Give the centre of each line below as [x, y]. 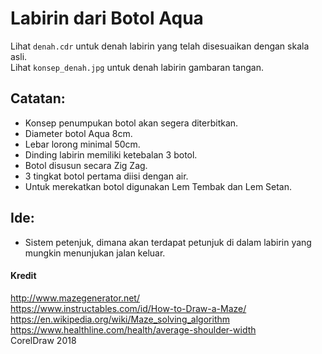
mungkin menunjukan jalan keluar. [95, 253]
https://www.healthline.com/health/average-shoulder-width [133, 329]
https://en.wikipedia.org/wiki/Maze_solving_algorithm [120, 319]
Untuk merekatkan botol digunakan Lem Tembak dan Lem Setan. [158, 186]
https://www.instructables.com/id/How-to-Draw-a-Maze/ [128, 308]
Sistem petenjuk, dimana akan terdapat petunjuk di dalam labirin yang [168, 242]
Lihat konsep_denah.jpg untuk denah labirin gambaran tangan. [137, 67]
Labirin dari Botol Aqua [107, 18]
